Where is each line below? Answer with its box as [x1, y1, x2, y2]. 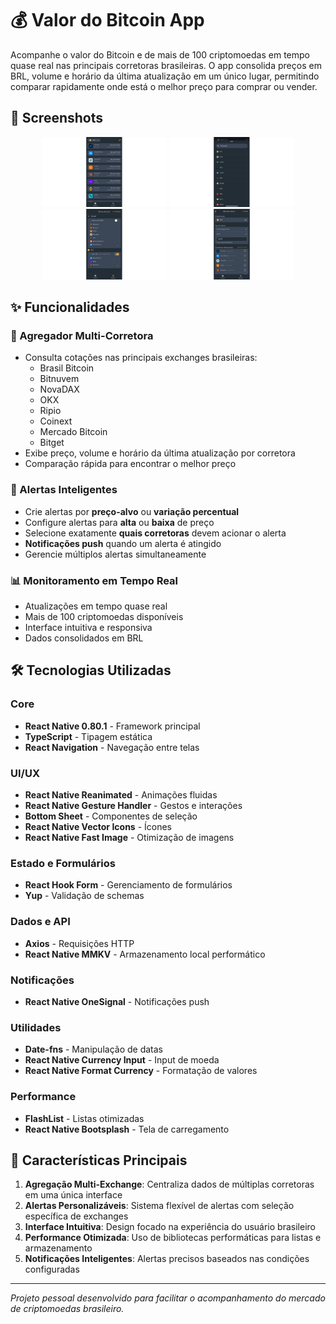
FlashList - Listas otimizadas [24, 1112, 145, 1124]
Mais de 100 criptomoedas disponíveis [24, 611, 184, 623]
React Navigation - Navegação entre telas [24, 741, 200, 753]
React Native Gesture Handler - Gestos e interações [24, 800, 243, 812]
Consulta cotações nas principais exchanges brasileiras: [24, 352, 258, 364]
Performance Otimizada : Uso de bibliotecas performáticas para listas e [24, 1232, 322, 1244]
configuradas [24, 1263, 80, 1276]
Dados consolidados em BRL [24, 632, 144, 644]
